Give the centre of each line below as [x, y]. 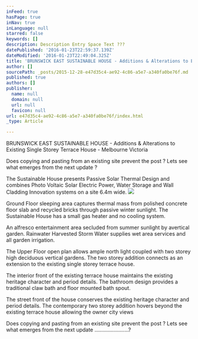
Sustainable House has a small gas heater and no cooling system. [86, 216]
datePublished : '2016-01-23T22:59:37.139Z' [60, 50]
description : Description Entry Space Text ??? [66, 45]
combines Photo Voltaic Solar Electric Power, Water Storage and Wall [90, 185]
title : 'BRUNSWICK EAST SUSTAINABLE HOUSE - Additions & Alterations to [97, 61]
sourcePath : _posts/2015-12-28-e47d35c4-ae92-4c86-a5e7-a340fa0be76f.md [97, 72]
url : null [23, 105]
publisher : [19, 89]
